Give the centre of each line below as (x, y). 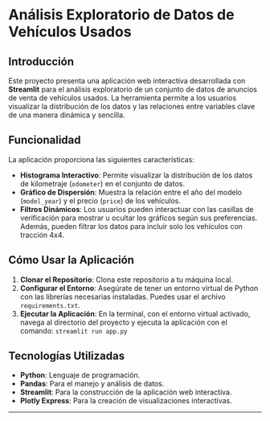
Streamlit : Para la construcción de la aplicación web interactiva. (126, 392)
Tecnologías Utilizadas (67, 356)
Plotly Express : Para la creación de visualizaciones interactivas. (126, 401)
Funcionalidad (45, 140)
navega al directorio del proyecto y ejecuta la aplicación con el (123, 322)
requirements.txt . (50, 305)
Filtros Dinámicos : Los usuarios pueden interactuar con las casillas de (137, 209)
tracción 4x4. (42, 235)
